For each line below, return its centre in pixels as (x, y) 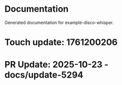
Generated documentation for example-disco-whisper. (59, 22)
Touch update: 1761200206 (61, 42)
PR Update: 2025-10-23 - (57, 65)
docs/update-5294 (44, 75)
